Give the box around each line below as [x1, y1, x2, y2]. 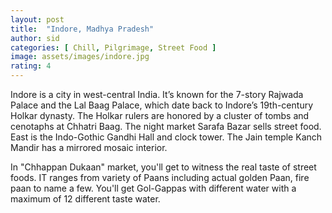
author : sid [10, 33, 60, 43]
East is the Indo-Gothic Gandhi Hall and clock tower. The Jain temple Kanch [10, 131, 323, 143]
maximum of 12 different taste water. [10, 193, 161, 205]
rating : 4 [10, 61, 52, 71]
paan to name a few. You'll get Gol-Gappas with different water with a [10, 182, 297, 194]
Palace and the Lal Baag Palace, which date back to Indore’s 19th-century [10, 99, 314, 111]
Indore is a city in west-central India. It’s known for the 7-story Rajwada [10, 89, 304, 100]
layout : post [10, 14, 65, 25]
